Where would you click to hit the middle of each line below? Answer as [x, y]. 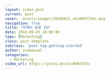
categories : [17, 55]
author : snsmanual [24, 50]
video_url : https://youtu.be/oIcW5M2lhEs [48, 64]
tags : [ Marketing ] [24, 37]
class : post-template [27, 41]
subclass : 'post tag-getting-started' [44, 46]
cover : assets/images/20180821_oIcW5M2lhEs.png [55, 18]
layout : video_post [25, 9]
